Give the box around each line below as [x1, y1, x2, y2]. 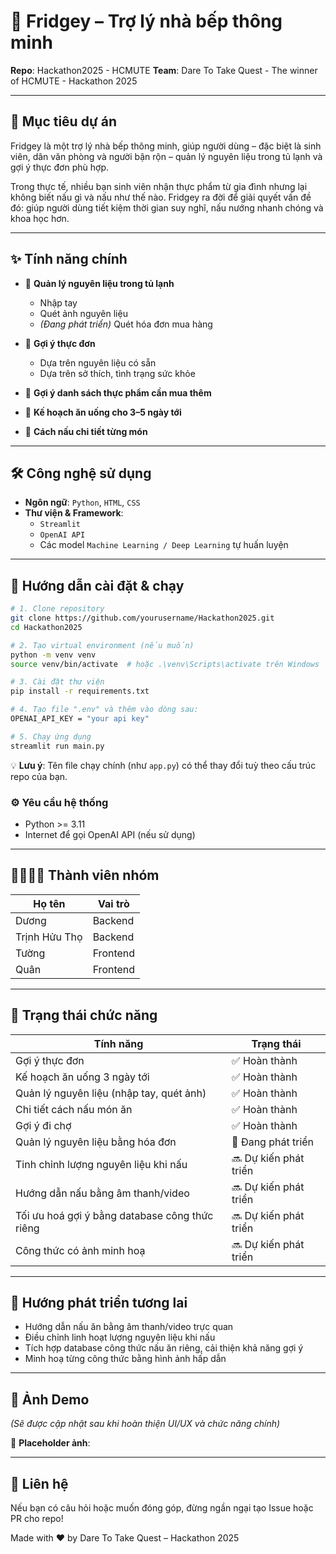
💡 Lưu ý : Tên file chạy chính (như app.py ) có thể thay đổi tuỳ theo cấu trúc [10, 759, 317, 771]
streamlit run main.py [10, 741, 105, 751]
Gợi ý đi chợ [15, 1118, 72, 1132]
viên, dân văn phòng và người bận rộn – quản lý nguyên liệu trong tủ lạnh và [10, 150, 323, 162]
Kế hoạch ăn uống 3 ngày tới [15, 1070, 150, 1084]
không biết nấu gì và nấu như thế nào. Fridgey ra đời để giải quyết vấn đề [10, 191, 312, 203]
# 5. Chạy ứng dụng [10, 731, 92, 742]
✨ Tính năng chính [10, 251, 128, 268]
